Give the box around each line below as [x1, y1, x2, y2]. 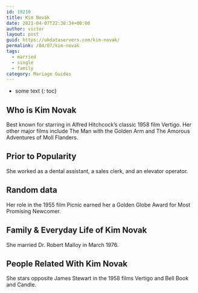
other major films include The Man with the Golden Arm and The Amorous [6, 128, 190, 135]
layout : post [6, 31, 39, 38]
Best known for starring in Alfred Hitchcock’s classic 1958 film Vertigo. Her [6, 121, 192, 128]
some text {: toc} [14, 87, 57, 94]
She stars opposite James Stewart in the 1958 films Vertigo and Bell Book [6, 275, 189, 282]
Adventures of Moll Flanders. [6, 134, 78, 141]
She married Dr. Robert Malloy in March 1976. [6, 241, 119, 248]
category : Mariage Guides [6, 71, 71, 77]
